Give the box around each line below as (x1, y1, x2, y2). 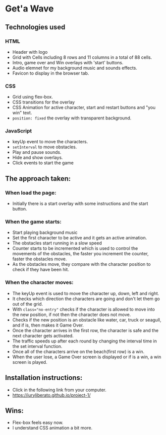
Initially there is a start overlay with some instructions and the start (12, 201, 149, 207)
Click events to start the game (12, 160, 74, 166)
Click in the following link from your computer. (12, 387, 107, 393)
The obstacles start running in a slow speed (12, 240, 102, 246)
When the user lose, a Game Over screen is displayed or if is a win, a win (12, 354, 162, 360)
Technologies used (5, 23, 65, 31)
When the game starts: (5, 218, 62, 225)
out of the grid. (12, 301, 43, 307)
